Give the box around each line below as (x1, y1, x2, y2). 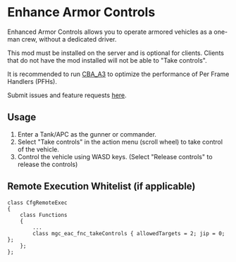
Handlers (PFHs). (7, 77, 58, 85)
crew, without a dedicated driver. (21, 35, 117, 43)
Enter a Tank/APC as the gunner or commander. (17, 130, 157, 138)
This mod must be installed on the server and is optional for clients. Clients (7, 49, 224, 57)
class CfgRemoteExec (7, 199, 68, 206)
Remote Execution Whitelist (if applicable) (7, 180, 196, 192)
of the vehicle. (17, 145, 60, 154)
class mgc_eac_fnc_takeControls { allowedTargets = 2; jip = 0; (32, 230, 225, 237)
